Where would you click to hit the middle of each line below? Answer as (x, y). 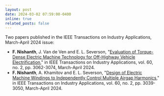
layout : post (18, 10)
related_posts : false (27, 23)
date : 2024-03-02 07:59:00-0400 (38, 14)
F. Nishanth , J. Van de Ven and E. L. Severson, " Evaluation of (74, 52)
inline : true (18, 19)
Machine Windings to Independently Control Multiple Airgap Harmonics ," (86, 78)
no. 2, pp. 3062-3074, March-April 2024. (54, 68)
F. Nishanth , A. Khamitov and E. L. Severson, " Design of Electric (77, 73)
